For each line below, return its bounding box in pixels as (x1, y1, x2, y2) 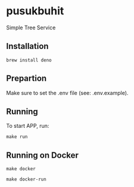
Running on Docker (6, 150, 79, 160)
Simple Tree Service (6, 24, 56, 31)
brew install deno (6, 57, 52, 63)
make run (6, 134, 28, 140)
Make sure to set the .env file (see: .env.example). (6, 89, 129, 96)
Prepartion (6, 73, 47, 84)
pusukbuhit (6, 4, 64, 18)
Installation (6, 41, 49, 51)
